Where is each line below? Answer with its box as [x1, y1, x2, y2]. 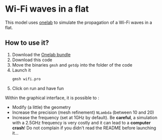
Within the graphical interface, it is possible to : [5, 95, 100, 101]
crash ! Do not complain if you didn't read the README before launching [12, 125, 157, 131]
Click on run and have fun [12, 85, 64, 91]
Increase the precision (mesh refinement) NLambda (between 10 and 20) [12, 109, 154, 115]
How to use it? [5, 39, 49, 47]
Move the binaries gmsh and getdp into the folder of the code [12, 62, 133, 68]
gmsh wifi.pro [12, 76, 41, 81]
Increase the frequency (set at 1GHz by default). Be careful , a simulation [12, 114, 158, 120]
